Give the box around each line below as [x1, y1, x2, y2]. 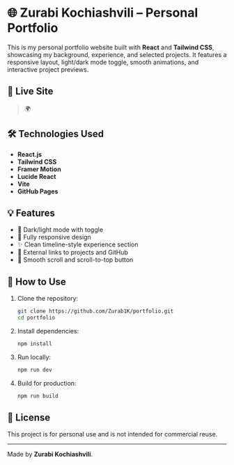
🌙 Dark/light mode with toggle [17, 226, 103, 234]
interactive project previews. [7, 65, 89, 74]
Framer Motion [17, 165, 61, 173]
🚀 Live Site [7, 86, 54, 97]
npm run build [17, 392, 58, 400]
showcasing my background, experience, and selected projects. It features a [7, 50, 227, 58]
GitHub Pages [17, 187, 58, 196]
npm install [17, 340, 52, 347]
